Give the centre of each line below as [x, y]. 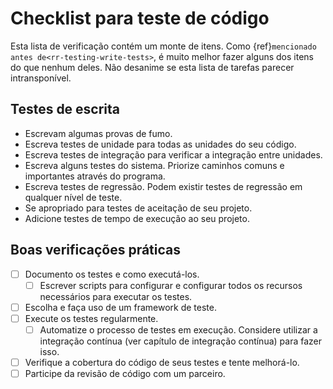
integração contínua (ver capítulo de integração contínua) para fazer [180, 341]
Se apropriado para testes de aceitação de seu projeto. [138, 208]
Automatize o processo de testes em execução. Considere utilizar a [178, 329]
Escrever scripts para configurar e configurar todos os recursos [171, 285]
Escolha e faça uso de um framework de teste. [120, 307]
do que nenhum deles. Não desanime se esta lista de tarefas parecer [152, 67]
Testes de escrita [65, 109]
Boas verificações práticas [96, 250]
